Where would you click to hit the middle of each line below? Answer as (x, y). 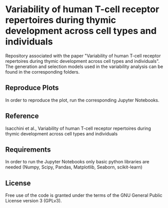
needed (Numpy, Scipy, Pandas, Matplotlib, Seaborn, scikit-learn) (74, 167)
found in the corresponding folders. (43, 72)
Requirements (28, 149)
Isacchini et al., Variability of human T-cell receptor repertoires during (78, 128)
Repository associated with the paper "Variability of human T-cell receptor (83, 56)
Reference (22, 116)
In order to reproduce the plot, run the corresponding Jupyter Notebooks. (82, 100)
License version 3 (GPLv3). (34, 201)
